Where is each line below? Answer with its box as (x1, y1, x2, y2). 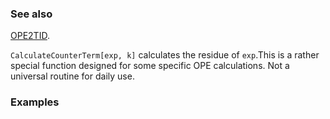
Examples (10, 95, 60, 109)
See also (10, 7, 53, 21)
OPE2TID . (10, 30, 50, 42)
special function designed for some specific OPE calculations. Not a (10, 60, 290, 72)
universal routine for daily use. (10, 70, 135, 82)
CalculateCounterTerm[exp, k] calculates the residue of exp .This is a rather (10, 49, 320, 61)
